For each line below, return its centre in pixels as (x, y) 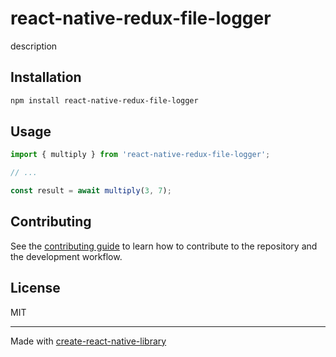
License (35, 288)
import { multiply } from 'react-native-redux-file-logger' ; (140, 155)
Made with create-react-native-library (88, 341)
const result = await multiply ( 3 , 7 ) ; (91, 191)
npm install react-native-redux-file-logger (104, 100)
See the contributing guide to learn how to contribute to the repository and (164, 246)
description (34, 46)
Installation (46, 77)
